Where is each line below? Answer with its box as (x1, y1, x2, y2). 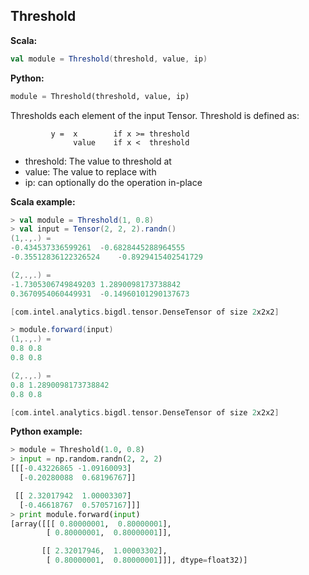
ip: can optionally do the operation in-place (24, 176, 203, 188)
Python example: (10, 425, 83, 438)
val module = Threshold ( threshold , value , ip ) (10, 54, 208, 64)
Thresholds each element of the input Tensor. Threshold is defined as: (10, 109, 300, 121)
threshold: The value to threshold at (24, 155, 172, 167)
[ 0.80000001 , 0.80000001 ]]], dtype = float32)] (46, 555, 248, 566)
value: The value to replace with (24, 165, 157, 178)
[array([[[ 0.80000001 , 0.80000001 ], (10, 519, 172, 529)
